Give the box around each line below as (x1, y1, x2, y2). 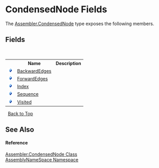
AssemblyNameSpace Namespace (5, 156, 79, 162)
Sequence (17, 91, 39, 97)
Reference (5, 139, 28, 145)
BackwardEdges (17, 68, 52, 74)
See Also (5, 125, 34, 134)
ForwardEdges (17, 75, 48, 81)
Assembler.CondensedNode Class (5, 151, 78, 157)
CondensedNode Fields (5, 4, 107, 15)
